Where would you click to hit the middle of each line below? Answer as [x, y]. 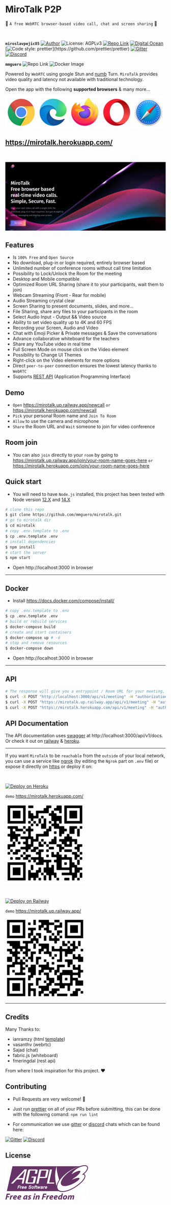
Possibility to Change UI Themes [47, 355]
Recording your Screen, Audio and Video [55, 328]
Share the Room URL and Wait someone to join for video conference [84, 426]
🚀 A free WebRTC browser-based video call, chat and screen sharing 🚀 [81, 23]
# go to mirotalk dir [28, 520]
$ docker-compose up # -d [33, 638]
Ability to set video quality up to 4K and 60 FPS [62, 322]
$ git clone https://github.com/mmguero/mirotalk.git [64, 515]
